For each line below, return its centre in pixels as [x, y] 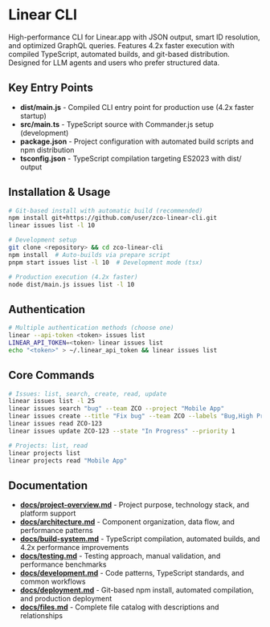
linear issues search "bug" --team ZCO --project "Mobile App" [117, 409]
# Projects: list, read [48, 446]
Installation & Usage [59, 192]
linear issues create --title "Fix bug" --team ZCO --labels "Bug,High [131, 416]
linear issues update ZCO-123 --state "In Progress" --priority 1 [122, 431]
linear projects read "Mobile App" [68, 460]
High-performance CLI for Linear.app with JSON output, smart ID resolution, [134, 37]
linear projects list [45, 453]
